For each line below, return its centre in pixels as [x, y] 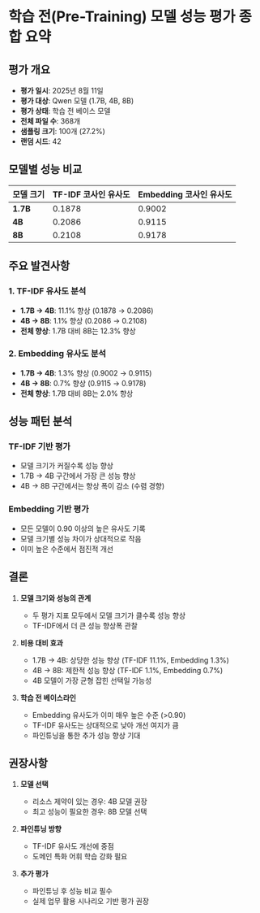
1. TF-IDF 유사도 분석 [47, 291]
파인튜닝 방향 [41, 829]
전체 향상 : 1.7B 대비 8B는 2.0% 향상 [77, 393]
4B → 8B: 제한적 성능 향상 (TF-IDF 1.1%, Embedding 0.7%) [128, 670]
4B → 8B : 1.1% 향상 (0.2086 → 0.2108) [83, 320]
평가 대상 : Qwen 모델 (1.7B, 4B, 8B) [77, 101]
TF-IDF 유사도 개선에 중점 [73, 846]
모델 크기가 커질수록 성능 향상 [66, 466]
